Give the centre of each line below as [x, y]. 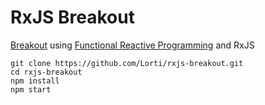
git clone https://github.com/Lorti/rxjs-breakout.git [127, 63]
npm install [35, 81]
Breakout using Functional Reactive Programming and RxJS [132, 45]
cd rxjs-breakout [46, 72]
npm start [31, 89]
